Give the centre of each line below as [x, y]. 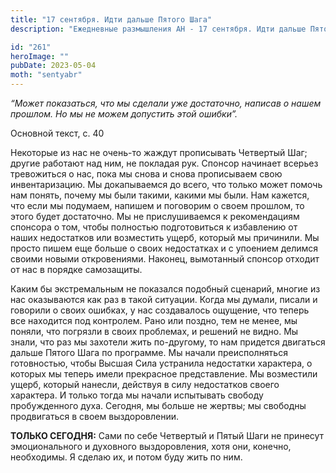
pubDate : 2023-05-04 [53, 66]
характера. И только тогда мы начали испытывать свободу [137, 395]
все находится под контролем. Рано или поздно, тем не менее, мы [154, 320]
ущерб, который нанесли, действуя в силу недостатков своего [145, 384]
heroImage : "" [40, 56]
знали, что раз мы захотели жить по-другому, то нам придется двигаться [168, 342]
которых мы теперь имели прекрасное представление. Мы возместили [164, 374]
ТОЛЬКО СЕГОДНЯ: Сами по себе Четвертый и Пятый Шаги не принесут [167, 435]
